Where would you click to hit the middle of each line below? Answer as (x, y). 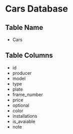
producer (22, 73)
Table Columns (29, 55)
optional (21, 105)
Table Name (24, 28)
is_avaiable (24, 121)
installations (25, 116)
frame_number (28, 95)
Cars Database (37, 9)
